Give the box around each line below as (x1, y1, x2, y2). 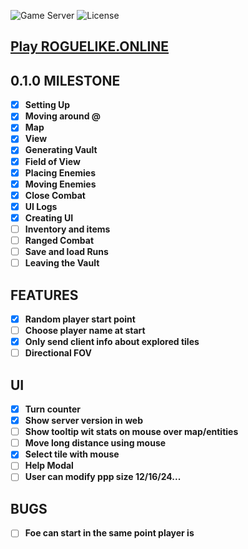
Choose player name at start (24, 325, 146, 337)
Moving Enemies (24, 178, 97, 190)
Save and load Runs (24, 246, 109, 258)
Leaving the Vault (24, 257, 100, 269)
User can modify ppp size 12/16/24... (24, 471, 182, 483)
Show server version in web (24, 415, 144, 427)
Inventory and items (24, 223, 111, 235)
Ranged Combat (24, 234, 95, 246)
